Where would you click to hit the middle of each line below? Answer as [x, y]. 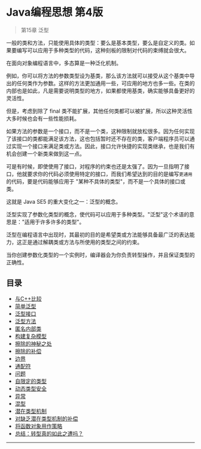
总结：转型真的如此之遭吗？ [49, 433]
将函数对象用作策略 [39, 426]
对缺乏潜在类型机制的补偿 [46, 418]
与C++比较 [28, 299]
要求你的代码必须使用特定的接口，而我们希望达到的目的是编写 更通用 [109, 174]
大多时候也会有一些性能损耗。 [43, 118]
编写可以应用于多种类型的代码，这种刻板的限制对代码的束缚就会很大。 [103, 50]
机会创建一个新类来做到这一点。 [45, 153]
